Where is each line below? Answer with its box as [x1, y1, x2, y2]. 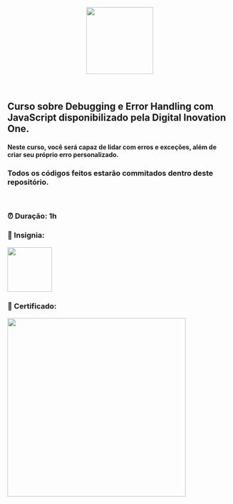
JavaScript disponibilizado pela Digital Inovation [7, 111, 227, 124]
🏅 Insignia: [7, 231, 45, 241]
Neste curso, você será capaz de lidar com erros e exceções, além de [7, 143, 217, 151]
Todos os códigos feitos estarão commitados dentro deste [7, 168, 214, 178]
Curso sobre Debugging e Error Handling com [7, 101, 214, 113]
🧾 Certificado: [7, 301, 57, 311]
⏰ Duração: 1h [7, 211, 57, 221]
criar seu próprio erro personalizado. [7, 150, 119, 158]
